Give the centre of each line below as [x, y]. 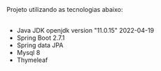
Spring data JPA [40, 45]
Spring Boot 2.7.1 [41, 38]
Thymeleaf [32, 60]
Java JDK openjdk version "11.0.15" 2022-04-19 [85, 30]
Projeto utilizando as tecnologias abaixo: [65, 9]
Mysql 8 [28, 53]
